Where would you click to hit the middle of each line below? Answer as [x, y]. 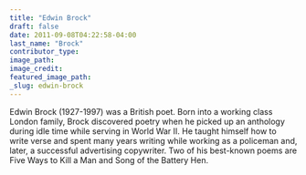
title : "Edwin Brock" [51, 18]
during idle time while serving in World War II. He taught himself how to [143, 131]
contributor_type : [44, 52]
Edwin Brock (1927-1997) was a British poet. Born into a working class [141, 111]
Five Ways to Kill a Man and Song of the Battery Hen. [109, 160]
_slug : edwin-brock [47, 86]
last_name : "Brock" [47, 43]
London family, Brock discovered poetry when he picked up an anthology [148, 121]
